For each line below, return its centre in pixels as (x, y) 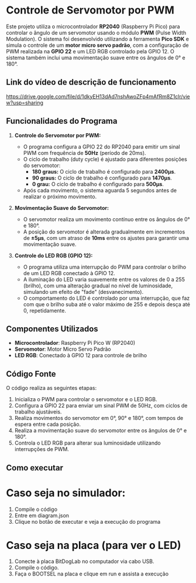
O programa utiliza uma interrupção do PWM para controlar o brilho (104, 267)
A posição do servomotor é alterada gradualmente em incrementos (104, 232)
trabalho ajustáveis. (38, 412)
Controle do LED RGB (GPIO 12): (54, 255)
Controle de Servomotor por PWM (90, 10)
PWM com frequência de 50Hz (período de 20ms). (85, 152)
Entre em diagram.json (42, 515)
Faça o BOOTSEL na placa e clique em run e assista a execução (91, 574)
